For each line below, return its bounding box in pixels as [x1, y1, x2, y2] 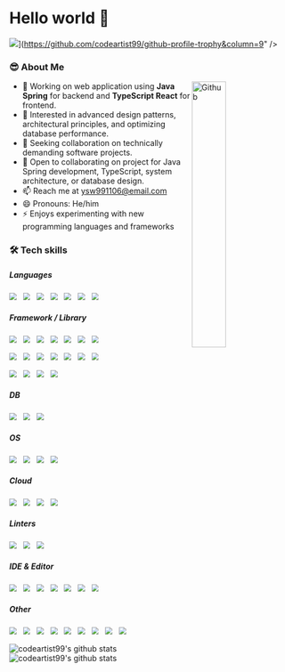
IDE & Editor [9, 561, 54, 571]
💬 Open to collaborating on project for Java [21, 157, 181, 167]
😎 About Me [9, 61, 65, 73]
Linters [9, 518, 37, 529]
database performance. [21, 128, 110, 139]
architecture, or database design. [21, 175, 145, 186]
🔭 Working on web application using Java [21, 81, 175, 92]
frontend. [21, 100, 57, 110]
